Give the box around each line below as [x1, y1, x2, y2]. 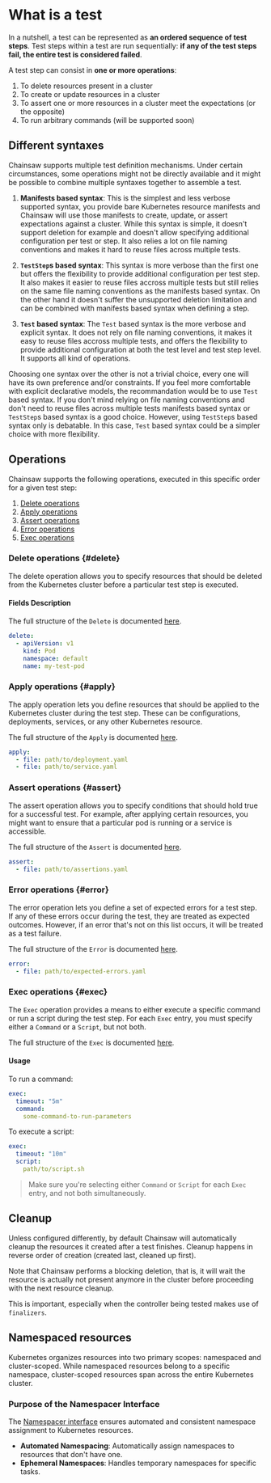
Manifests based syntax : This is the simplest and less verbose [19, 192, 231, 203]
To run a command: [8, 1074, 74, 1084]
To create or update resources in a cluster [19, 89, 160, 99]
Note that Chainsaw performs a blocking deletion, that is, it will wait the [8, 1265, 246, 1275]
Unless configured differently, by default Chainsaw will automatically [8, 1233, 237, 1243]
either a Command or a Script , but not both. [8, 1021, 147, 1032]
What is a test [8, 6, 103, 24]
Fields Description [8, 598, 71, 608]
